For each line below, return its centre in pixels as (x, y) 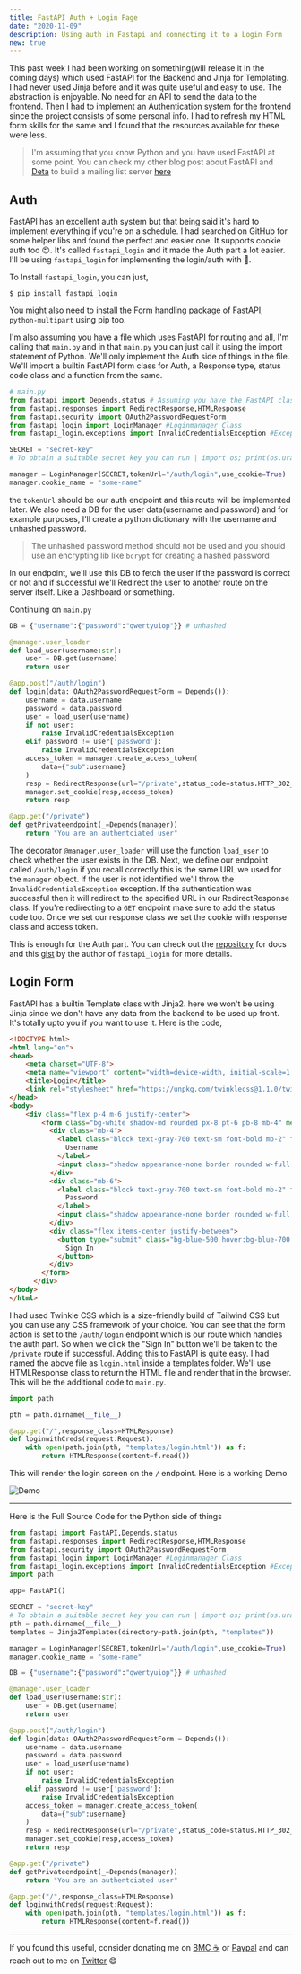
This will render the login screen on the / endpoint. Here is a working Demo (148, 1473)
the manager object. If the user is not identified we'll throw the (122, 879)
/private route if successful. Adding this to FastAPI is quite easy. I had (139, 1353)
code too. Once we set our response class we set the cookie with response (148, 916)
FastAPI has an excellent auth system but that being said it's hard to (134, 222)
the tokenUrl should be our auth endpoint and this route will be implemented (150, 500)
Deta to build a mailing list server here (101, 172)
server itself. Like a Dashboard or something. (92, 592)
